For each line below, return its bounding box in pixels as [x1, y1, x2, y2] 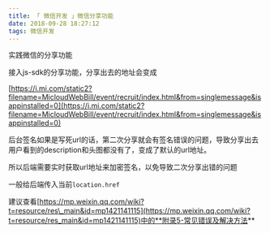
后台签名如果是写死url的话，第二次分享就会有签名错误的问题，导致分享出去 [8, 135, 259, 145]
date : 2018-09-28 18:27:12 [8, 19, 100, 28]
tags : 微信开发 [8, 27, 55, 35]
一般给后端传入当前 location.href [8, 179, 120, 189]
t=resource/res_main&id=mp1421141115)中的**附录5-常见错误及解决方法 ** [8, 216, 255, 226]
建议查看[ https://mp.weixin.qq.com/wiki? [8, 196, 144, 207]
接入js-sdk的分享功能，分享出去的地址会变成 [8, 67, 157, 77]
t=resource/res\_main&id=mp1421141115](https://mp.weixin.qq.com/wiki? [8, 206, 251, 216]
